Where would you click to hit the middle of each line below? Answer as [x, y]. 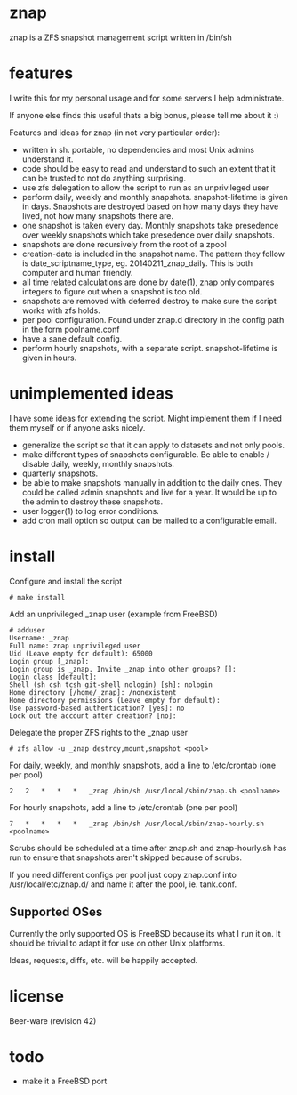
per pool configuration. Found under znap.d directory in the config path [153, 319]
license [37, 996]
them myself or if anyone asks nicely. [77, 427]
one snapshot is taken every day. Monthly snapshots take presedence [150, 225]
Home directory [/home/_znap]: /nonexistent [93, 692]
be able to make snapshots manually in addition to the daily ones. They [152, 482]
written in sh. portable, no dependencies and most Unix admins [138, 149]
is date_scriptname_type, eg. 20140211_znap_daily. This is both [137, 263]
